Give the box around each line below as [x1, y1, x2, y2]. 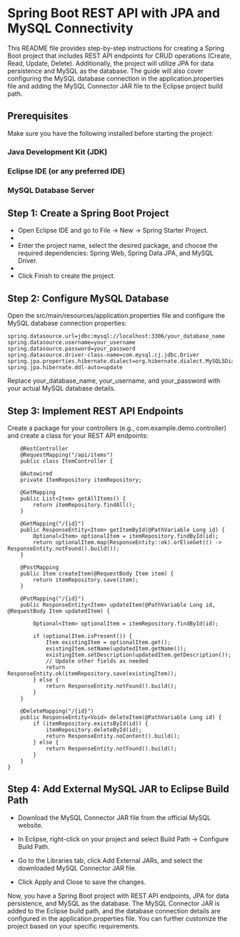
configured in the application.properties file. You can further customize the [7, 914, 227, 923]
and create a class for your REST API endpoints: [7, 431, 149, 440]
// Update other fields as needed [45, 657, 149, 665]
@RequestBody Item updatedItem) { [7, 607, 111, 615]
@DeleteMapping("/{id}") [20, 707, 94, 715]
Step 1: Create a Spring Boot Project [7, 207, 169, 219]
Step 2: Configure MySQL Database [7, 292, 169, 304]
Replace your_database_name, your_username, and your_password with [7, 376, 221, 385]
